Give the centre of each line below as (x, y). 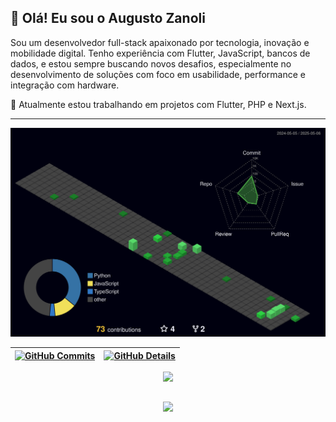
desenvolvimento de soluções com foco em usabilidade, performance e (158, 74)
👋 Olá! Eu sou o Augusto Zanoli (108, 18)
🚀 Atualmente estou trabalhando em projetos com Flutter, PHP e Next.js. (158, 104)
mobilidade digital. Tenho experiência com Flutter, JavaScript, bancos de (160, 53)
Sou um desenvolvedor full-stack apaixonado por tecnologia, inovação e (160, 42)
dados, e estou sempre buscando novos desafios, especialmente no (151, 63)
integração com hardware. (65, 85)
